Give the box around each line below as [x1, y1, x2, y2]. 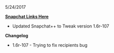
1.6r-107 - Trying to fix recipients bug [12, 42, 88, 48]
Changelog [5, 33, 29, 38]
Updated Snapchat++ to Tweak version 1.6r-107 [12, 23, 110, 29]
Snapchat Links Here [5, 14, 49, 19]
